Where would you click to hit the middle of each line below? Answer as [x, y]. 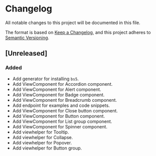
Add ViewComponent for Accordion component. [62, 84]
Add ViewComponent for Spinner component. [60, 126]
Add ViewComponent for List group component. [62, 121]
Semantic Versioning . [27, 38]
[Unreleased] [26, 53]
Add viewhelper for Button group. [47, 148]
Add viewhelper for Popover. [42, 142]
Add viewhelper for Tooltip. [41, 132]
